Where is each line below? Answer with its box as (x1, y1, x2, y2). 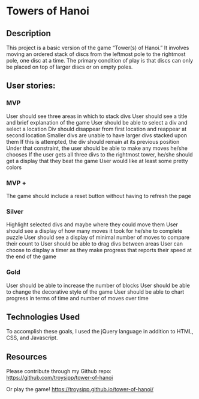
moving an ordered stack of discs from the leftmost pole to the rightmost (6, 51, 186, 58)
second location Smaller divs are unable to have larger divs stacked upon (6, 131, 188, 139)
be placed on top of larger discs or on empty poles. (6, 63, 133, 70)
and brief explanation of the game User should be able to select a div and (6, 119, 188, 126)
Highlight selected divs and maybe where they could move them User (6, 221, 179, 228)
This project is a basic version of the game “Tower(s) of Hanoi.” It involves (6, 44, 189, 51)
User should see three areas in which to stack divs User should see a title (6, 113, 188, 120)
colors (6, 164, 22, 171)
